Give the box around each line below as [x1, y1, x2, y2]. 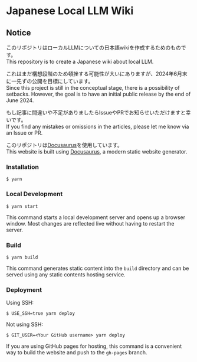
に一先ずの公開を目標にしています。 [6, 78, 94, 84]
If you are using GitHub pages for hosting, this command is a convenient [6, 343, 182, 350]
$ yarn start [6, 203, 38, 209]
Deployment [6, 285, 42, 293]
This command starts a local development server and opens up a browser [6, 214, 186, 221]
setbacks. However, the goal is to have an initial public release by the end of [6, 90, 191, 97]
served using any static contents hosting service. [6, 270, 126, 278]
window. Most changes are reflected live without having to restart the [6, 220, 175, 227]
